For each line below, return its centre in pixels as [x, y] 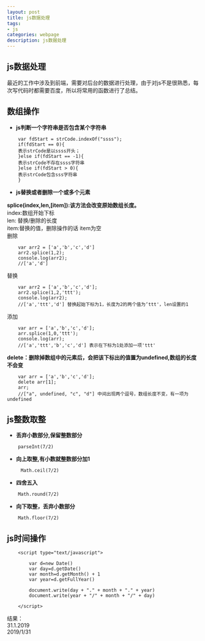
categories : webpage [33, 35]
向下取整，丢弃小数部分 [45, 506]
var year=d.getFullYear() [62, 580]
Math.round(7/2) [39, 494]
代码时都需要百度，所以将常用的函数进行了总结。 [79, 90]
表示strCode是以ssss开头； [49, 151]
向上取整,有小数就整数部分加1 [53, 459]
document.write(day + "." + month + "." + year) [92, 590]
